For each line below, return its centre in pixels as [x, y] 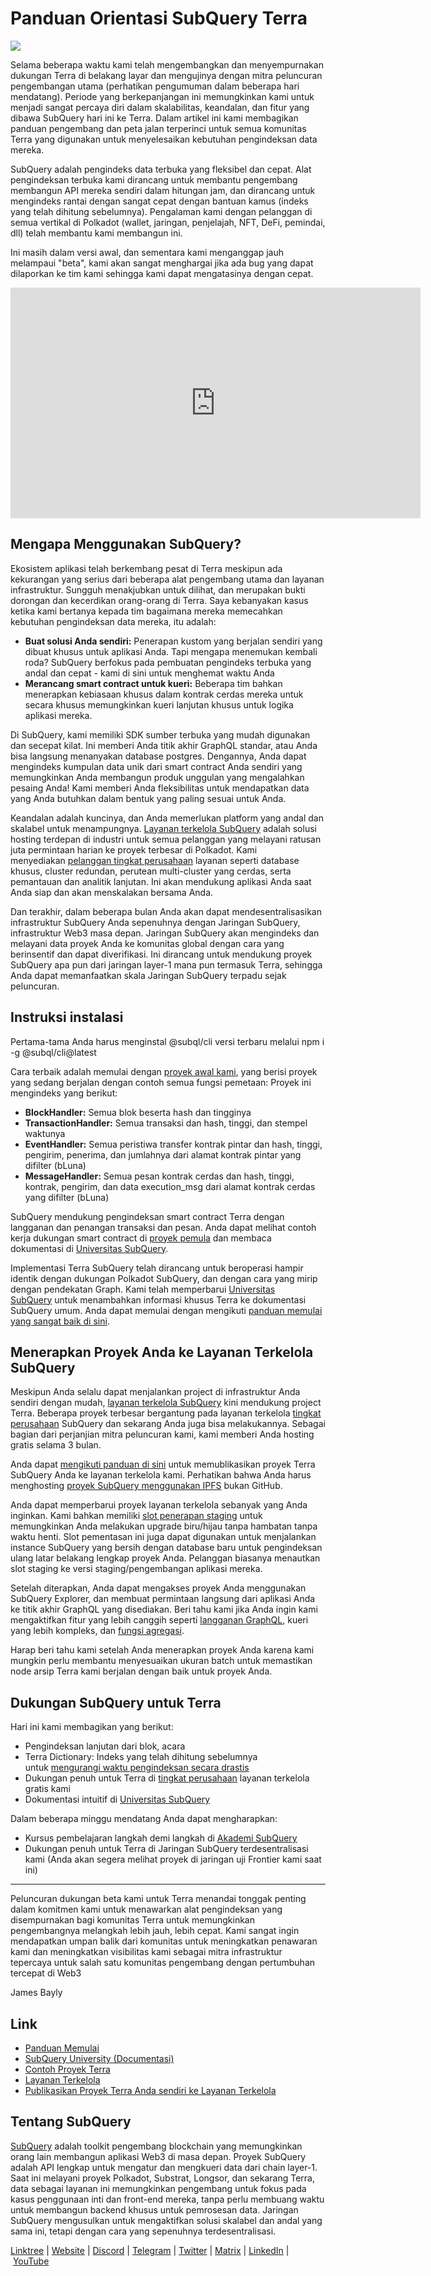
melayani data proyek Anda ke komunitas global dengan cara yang [147, 943]
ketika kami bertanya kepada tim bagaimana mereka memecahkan [146, 611]
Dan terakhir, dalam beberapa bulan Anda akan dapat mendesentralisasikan [166, 911]
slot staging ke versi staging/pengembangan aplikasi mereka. [136, 1569]
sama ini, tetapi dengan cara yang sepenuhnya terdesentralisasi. [143, 2231]
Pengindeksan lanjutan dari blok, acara [105, 1746]
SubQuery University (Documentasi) [99, 2058]
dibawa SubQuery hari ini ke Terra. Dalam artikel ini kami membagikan [154, 118]
